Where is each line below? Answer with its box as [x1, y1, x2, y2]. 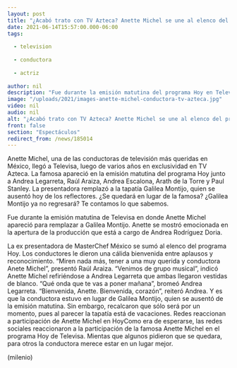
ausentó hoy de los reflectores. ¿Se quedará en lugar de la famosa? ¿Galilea [7, 192, 228, 201]
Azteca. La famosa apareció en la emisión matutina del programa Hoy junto [7, 170, 226, 178]
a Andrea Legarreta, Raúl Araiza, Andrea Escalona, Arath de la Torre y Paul [7, 177, 224, 186]
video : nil [7, 102, 39, 109]
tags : [7, 30, 23, 37]
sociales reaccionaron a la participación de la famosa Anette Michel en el [7, 324, 220, 333]
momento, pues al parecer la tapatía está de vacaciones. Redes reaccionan [7, 309, 226, 318]
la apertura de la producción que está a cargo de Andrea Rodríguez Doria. [7, 228, 223, 237]
